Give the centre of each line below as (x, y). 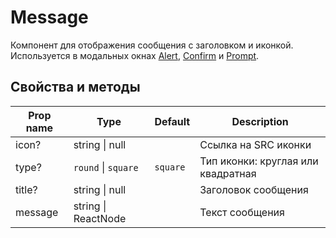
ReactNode (100, 218)
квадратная (228, 173)
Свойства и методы (75, 87)
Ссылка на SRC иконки (255, 144)
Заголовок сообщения (254, 189)
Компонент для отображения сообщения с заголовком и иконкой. (152, 45)
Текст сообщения (242, 212)
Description (260, 121)
